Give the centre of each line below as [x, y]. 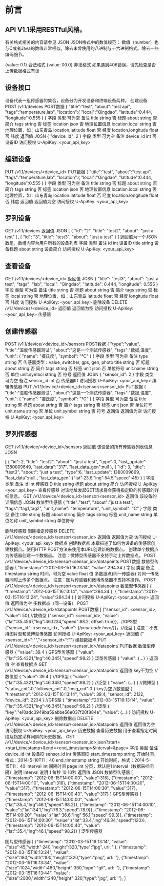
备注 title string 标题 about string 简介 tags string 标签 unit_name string [81, 514]
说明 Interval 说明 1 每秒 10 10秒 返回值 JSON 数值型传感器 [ [73, 772]
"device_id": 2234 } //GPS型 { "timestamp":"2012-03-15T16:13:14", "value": [81, 700]
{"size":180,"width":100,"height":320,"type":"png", [55, 857]
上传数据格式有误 [22, 71]
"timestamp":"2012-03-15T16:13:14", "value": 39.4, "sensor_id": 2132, [75, 694]
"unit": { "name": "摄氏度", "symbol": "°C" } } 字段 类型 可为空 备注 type [77, 356]
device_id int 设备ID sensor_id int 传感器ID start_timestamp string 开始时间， [82, 754]
